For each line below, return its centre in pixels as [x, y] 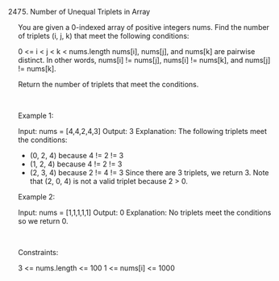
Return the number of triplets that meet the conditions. [108, 84]
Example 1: [36, 115]
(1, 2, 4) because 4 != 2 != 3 [76, 164]
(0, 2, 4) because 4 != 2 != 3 [77, 155]
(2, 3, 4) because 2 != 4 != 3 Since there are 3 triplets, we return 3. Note [149, 172]
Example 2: [37, 197]
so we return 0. [43, 221]
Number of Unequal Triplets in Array [90, 12]
